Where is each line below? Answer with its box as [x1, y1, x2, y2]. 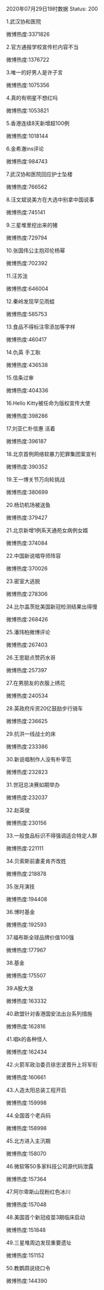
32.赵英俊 [6, 807, 30, 814]
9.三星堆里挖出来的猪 [6, 221, 58, 229]
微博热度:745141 [6, 209, 46, 215]
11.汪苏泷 [6, 272, 28, 280]
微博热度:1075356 [6, 81, 50, 89]
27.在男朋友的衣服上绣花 [6, 679, 65, 687]
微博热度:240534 [6, 692, 49, 699]
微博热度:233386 [6, 743, 48, 750]
